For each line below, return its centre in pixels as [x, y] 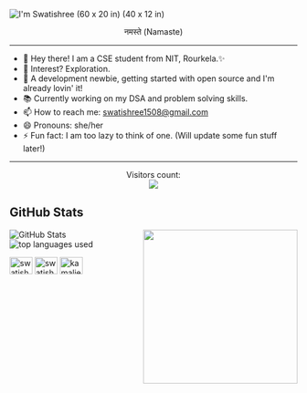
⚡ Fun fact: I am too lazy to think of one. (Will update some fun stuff [150, 135]
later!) [34, 149]
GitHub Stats [47, 213]
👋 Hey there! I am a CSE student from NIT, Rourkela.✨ [124, 58]
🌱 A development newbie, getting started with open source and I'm [148, 78]
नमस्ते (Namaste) [153, 31]
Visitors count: [153, 175]
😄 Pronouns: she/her [63, 125]
